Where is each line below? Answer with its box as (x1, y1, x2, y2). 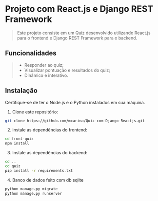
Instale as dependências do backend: (12, 150, 88, 156)
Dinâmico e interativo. (24, 72, 68, 78)
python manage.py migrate (5, 186, 58, 191)
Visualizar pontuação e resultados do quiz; (24, 67, 111, 73)
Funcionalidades (5, 49, 57, 57)
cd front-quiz (5, 136, 34, 142)
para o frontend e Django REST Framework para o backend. (17, 35, 138, 41)
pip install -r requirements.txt (5, 168, 73, 173)
